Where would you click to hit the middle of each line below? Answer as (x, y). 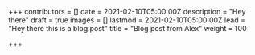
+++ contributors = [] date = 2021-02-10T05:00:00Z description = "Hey (127, 12)
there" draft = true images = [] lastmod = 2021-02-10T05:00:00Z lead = (127, 20)
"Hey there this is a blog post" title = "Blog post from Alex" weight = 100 (127, 28)
